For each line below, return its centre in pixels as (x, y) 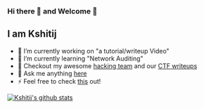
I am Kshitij (32, 34)
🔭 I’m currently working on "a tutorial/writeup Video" (94, 51)
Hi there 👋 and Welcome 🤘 (52, 11)
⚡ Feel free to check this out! (59, 81)
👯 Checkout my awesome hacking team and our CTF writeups (107, 65)
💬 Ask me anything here (52, 73)
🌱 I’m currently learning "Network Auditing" (80, 58)
